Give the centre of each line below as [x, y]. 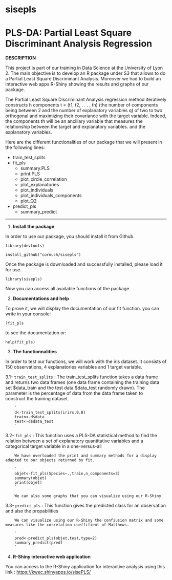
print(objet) [28, 483]
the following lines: [25, 147]
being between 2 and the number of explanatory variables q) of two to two [84, 111]
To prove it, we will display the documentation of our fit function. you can [82, 309]
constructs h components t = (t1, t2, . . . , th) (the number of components [82, 105]
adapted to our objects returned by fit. [50, 460]
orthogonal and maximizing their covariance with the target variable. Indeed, [86, 116]
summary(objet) [31, 478]
